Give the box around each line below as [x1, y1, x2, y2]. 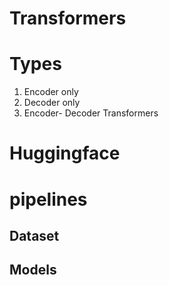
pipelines [9, 188, 88, 211]
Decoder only [23, 97, 81, 109]
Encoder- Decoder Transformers [23, 107, 159, 119]
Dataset [9, 227, 60, 244]
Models [9, 262, 57, 279]
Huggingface [9, 142, 121, 165]
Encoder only [23, 86, 79, 98]
